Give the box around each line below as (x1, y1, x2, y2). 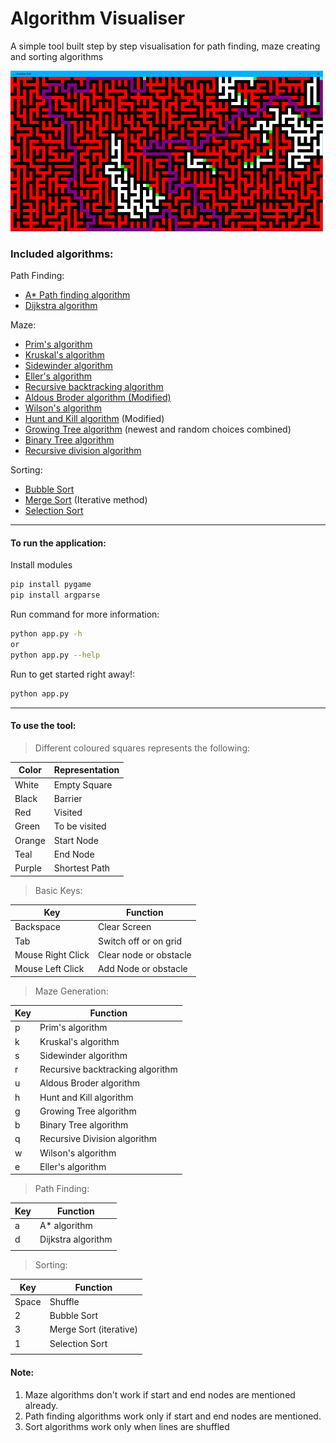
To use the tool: (10, 720, 77, 732)
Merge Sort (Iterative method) (24, 494, 148, 506)
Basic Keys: (34, 884, 83, 896)
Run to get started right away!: (10, 668, 136, 680)
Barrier (53, 792, 83, 804)
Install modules (10, 559, 73, 571)
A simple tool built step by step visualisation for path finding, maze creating (10, 40, 321, 52)
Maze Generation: (34, 985, 109, 997)
